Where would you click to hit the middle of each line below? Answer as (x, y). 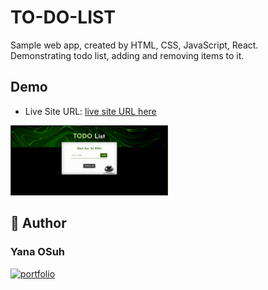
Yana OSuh (38, 252)
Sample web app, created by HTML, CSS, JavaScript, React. (134, 45)
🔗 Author (38, 223)
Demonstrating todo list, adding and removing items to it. (127, 55)
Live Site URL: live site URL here (90, 111)
